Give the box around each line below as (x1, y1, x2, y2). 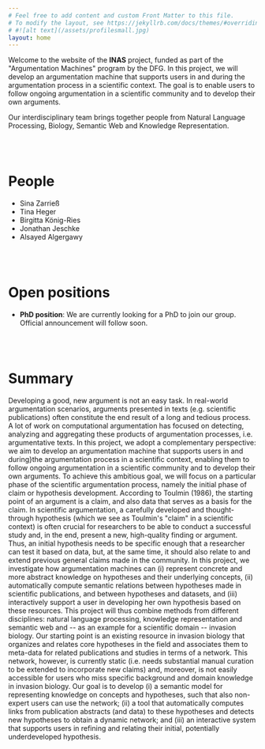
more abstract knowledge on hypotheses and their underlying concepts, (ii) (8, 573, 254, 582)
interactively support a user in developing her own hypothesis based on (8, 598, 241, 607)
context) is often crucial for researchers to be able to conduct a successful (8, 522, 251, 531)
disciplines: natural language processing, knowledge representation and (8, 615, 243, 624)
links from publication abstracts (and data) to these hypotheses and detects (8, 707, 255, 717)
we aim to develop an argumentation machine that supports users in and (8, 446, 244, 456)
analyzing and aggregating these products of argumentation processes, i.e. (8, 429, 253, 439)
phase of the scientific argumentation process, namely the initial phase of (8, 480, 247, 490)
